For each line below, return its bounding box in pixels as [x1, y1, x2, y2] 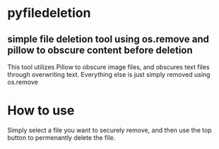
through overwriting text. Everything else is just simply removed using [7, 71, 211, 78]
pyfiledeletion [7, 5, 91, 21]
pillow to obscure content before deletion [7, 44, 193, 56]
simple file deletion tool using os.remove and [7, 33, 210, 45]
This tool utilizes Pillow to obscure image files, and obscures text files [7, 63, 210, 71]
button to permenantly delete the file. [7, 133, 116, 142]
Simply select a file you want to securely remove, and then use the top [7, 126, 212, 134]
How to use [7, 102, 75, 119]
